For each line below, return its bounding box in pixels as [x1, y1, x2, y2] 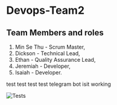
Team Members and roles [6, 28, 104, 38]
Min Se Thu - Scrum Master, [14, 43, 86, 50]
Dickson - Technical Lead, [14, 50, 80, 57]
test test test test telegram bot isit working [6, 80, 112, 88]
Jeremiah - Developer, [14, 62, 71, 70]
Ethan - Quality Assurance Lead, [14, 56, 96, 63]
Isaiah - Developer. [14, 69, 62, 76]
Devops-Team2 [6, 4, 85, 17]
